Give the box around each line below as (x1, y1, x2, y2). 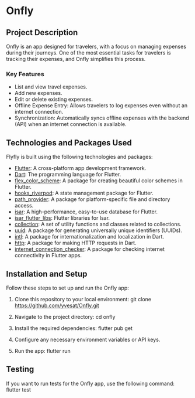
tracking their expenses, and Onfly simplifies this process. (6, 56, 146, 62)
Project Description (6, 28, 78, 38)
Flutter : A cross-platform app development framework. (14, 165, 147, 172)
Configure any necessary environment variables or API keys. (14, 336, 161, 343)
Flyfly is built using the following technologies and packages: (6, 154, 153, 161)
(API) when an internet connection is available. (14, 121, 127, 128)
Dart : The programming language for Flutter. (14, 171, 121, 178)
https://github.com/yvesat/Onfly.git (14, 302, 99, 309)
